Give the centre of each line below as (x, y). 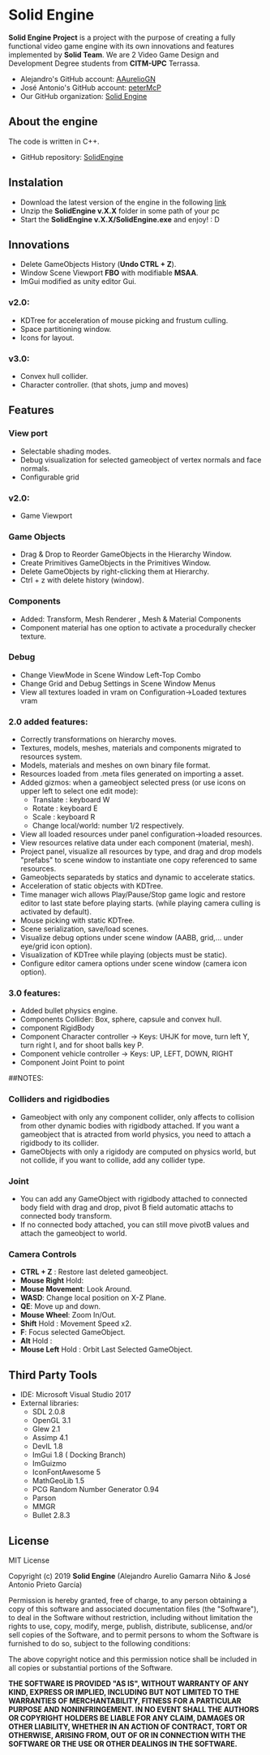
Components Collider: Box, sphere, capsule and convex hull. (121, 1019)
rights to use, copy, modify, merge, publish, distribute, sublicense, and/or (131, 1626)
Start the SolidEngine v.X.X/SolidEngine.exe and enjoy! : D (120, 219)
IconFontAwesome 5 (66, 1472)
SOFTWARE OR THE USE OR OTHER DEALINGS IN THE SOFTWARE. (123, 1744)
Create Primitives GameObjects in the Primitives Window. (116, 563)
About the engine (53, 122)
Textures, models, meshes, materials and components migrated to (131, 748)
